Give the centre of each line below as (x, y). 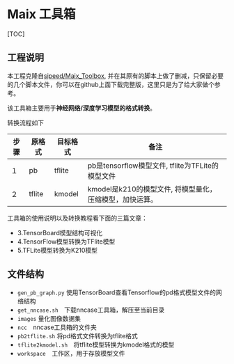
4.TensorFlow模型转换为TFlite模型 (66, 242)
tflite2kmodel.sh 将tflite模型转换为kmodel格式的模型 (96, 345)
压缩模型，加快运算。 (123, 199)
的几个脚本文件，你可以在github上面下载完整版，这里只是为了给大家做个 (111, 84)
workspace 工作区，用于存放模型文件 (71, 353)
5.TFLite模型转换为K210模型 (57, 250)
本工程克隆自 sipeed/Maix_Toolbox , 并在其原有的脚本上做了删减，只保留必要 (116, 76)
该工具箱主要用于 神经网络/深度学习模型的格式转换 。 (80, 108)
